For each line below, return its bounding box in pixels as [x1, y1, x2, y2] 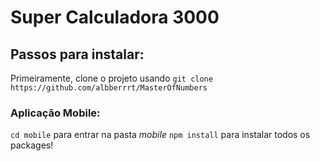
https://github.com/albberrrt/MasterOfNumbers [10, 83, 208, 93]
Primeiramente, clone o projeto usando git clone [10, 72, 213, 84]
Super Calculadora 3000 [10, 6, 220, 29]
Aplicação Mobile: [10, 106, 101, 120]
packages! [10, 139, 54, 151]
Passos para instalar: [10, 46, 145, 63]
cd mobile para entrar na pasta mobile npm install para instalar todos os [10, 129, 311, 141]
